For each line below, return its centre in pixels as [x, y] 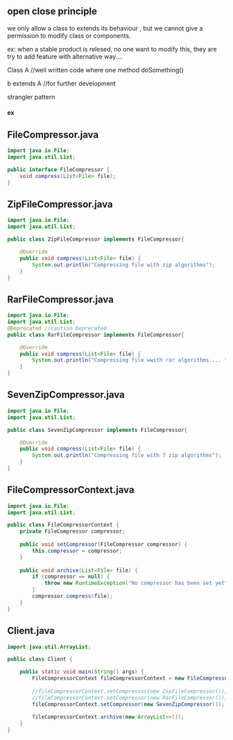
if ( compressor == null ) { [71, 577]
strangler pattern [31, 97]
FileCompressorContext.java [71, 490]
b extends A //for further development [62, 83]
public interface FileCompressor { [59, 170]
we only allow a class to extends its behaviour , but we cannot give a [105, 28]
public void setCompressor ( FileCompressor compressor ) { [104, 545]
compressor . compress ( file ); [72, 596]
